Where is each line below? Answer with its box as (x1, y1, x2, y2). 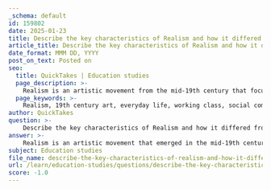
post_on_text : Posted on (8, 57, 92, 65)
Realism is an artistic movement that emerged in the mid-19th (23, 138, 240, 147)
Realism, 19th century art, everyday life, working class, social (23, 101, 251, 109)
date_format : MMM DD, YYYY (8, 49, 99, 57)
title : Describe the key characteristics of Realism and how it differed (8, 34, 262, 43)
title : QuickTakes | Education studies (15, 72, 150, 80)
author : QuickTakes (8, 109, 74, 117)
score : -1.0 (8, 169, 48, 177)
